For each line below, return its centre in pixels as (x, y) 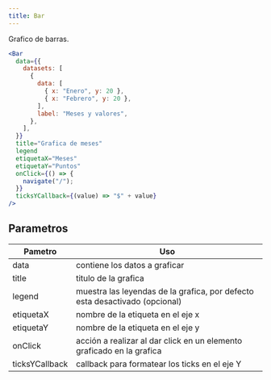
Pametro (40, 251)
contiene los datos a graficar (130, 265)
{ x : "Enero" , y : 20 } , (84, 91)
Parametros (38, 229)
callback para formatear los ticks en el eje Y (158, 364)
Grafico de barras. (39, 39)
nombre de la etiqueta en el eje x (138, 314)
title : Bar (27, 16)
